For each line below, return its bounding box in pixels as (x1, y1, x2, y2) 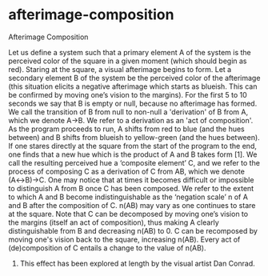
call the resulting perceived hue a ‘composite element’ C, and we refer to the (8, 158, 260, 167)
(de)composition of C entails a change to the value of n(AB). (8, 242, 206, 253)
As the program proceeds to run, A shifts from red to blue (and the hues (8, 124, 246, 134)
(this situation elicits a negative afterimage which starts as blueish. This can (8, 82, 258, 91)
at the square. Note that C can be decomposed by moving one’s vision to (8, 209, 249, 218)
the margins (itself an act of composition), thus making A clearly (8, 218, 220, 227)
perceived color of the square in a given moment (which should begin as (8, 56, 247, 66)
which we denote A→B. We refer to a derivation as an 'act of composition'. (8, 115, 254, 125)
